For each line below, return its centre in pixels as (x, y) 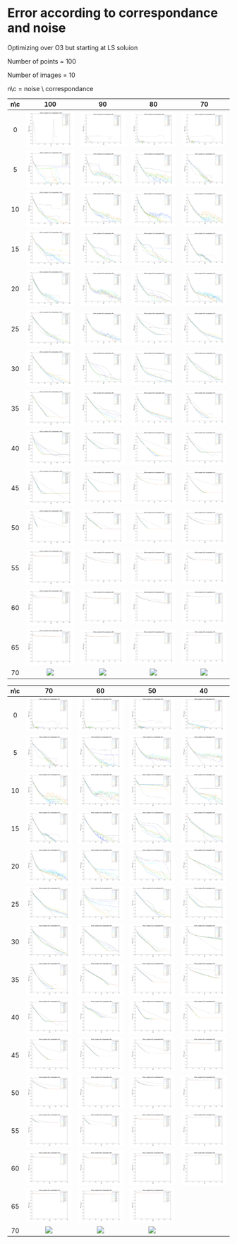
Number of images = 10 (41, 75)
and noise (37, 28)
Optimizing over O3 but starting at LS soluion (73, 47)
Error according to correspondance (113, 13)
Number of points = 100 (42, 61)
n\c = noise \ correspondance (50, 88)
